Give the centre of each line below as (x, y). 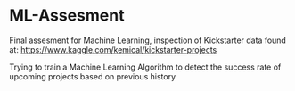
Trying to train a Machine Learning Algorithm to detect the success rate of (145, 67)
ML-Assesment (67, 16)
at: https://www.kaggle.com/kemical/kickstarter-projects (113, 49)
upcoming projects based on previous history (93, 76)
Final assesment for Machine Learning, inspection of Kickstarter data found (148, 40)
